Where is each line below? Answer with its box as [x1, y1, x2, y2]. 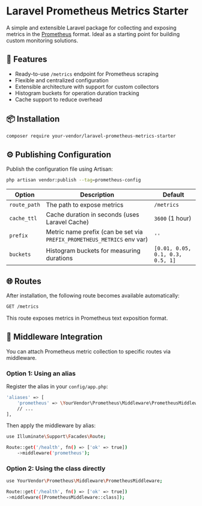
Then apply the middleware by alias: [6, 422, 96, 429]
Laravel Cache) [46, 218, 89, 227]
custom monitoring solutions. [6, 37, 78, 44]
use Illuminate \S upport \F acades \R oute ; [6, 434, 106, 440]
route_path [9, 201, 40, 209]
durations [46, 254, 73, 263]
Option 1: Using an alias [6, 369, 76, 377]
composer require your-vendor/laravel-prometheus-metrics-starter [6, 133, 176, 139]
